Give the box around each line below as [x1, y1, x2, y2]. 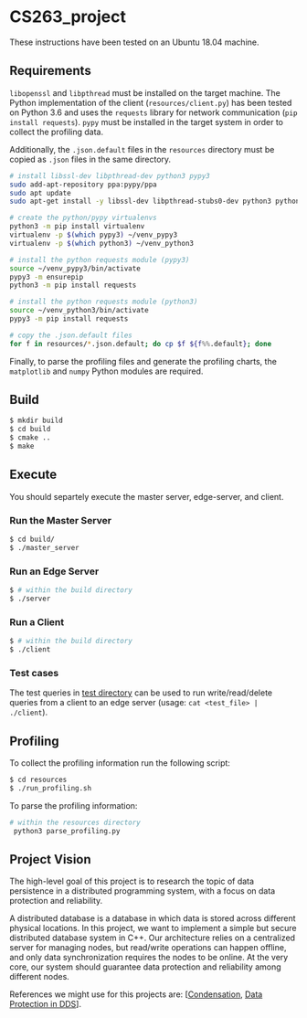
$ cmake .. [9, 433, 51, 442]
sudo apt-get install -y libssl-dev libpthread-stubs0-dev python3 [9, 196, 272, 207]
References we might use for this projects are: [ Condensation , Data [9, 989, 263, 1000]
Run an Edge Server [9, 565, 100, 578]
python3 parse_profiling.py [13, 826, 121, 835]
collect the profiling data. [9, 126, 103, 137]
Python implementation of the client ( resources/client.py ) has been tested [9, 97, 292, 108]
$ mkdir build [9, 416, 64, 426]
